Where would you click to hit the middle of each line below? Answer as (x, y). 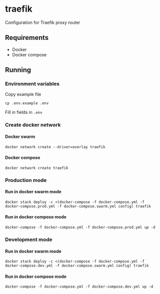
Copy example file (23, 94)
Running (18, 70)
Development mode (29, 239)
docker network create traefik (37, 168)
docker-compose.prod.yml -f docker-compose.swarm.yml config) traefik (78, 206)
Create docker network (33, 125)
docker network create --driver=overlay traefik (55, 147)
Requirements (27, 38)
